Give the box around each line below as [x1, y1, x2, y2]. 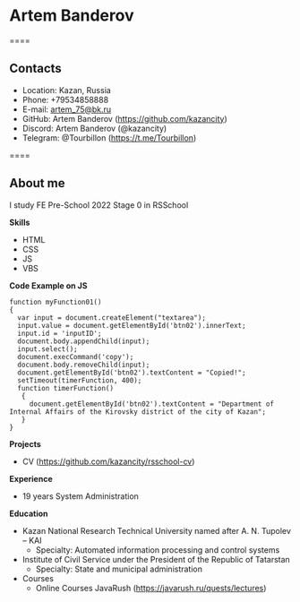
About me [9, 176, 65, 191]
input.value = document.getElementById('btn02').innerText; [17, 321, 246, 330]
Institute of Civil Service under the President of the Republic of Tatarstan [21, 554, 291, 564]
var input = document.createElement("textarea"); [17, 313, 206, 322]
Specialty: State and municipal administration [35, 563, 203, 574]
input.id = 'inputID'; [17, 329, 102, 338]
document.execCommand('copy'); [17, 352, 134, 361]
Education [9, 508, 48, 519]
